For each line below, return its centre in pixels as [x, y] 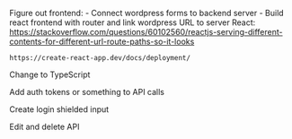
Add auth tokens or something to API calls [87, 92]
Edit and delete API [44, 126]
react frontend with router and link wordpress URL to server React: [133, 22]
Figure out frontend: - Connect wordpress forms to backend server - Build [147, 13]
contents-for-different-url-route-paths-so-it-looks [102, 41]
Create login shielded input [59, 109]
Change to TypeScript [50, 74]
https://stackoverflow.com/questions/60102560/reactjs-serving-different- [146, 32]
